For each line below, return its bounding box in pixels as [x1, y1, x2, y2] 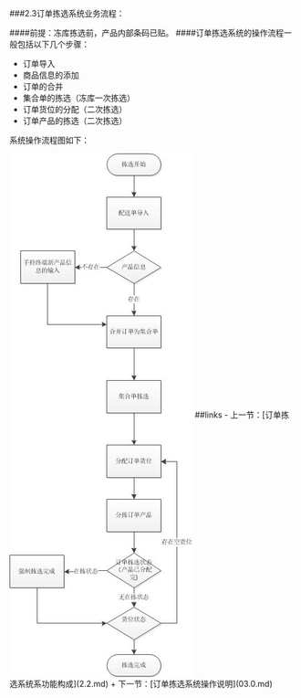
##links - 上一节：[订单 [194, 409, 282, 420]
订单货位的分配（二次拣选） [22, 104, 128, 114]
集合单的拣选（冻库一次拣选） [22, 92, 135, 103]
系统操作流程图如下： [9, 135, 89, 145]
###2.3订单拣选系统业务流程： [9, 8, 125, 18]
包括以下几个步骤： [16, 39, 89, 49]
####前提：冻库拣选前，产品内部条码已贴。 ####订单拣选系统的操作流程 [9, 27, 285, 38]
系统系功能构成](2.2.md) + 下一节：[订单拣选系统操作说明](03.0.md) [16, 679, 274, 689]
